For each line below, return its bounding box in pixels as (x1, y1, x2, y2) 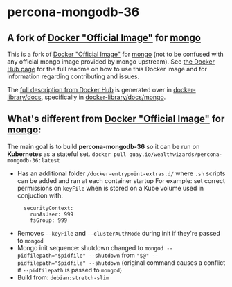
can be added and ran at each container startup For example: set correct (17, 176, 225, 184)
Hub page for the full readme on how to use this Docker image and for (7, 65, 208, 73)
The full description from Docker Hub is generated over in (7, 86, 172, 94)
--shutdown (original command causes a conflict (89, 258, 226, 267)
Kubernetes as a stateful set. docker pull (7, 150, 127, 158)
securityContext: (24, 205, 74, 211)
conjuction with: (17, 191, 64, 200)
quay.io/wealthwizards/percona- (129, 150, 223, 158)
